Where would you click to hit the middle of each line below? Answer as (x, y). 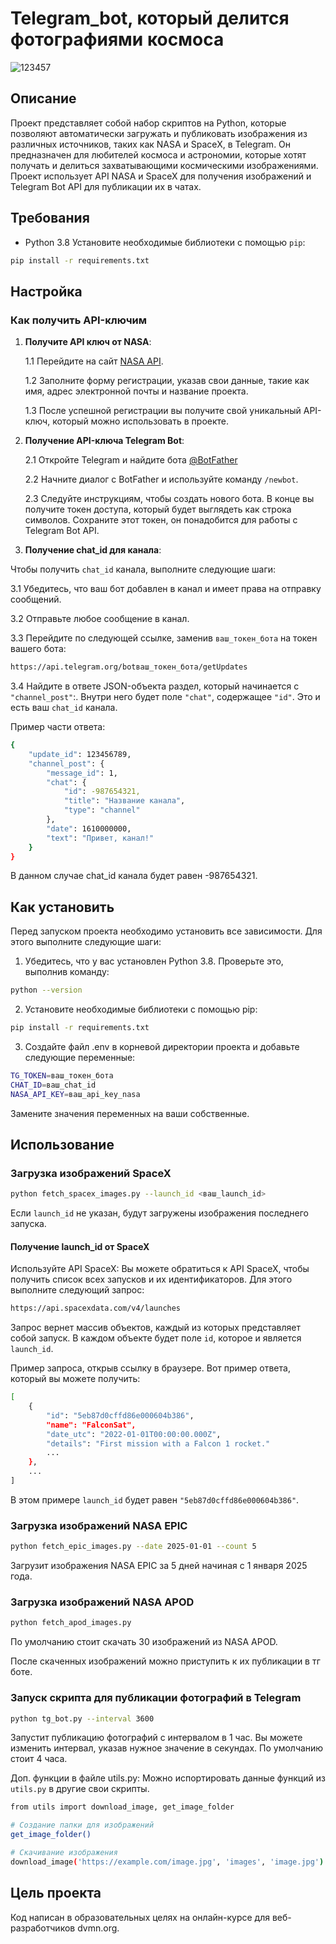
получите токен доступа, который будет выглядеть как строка (158, 509)
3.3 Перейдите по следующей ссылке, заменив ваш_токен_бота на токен (164, 638)
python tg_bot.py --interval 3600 (82, 1718)
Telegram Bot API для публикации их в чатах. (106, 186)
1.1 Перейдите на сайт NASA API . (94, 361)
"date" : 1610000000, (89, 828)
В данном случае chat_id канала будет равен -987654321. (134, 876)
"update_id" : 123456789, (80, 754)
